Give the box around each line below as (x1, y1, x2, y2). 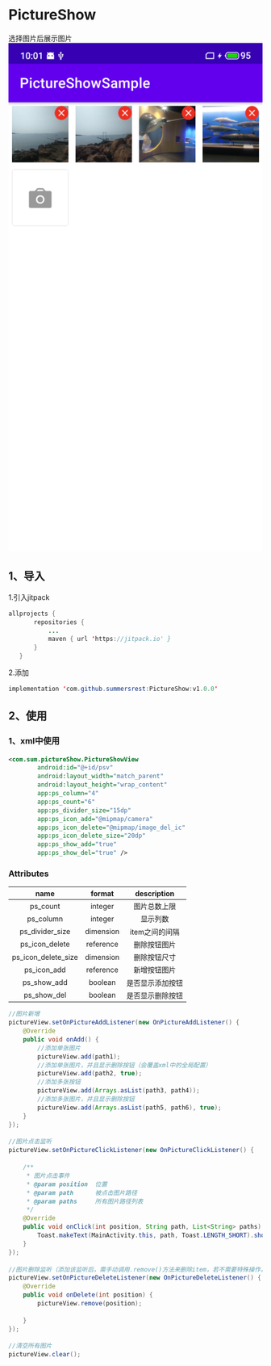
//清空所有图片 (8, 1342, 52, 1350)
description (135, 888, 175, 898)
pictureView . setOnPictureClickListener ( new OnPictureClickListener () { (8, 1146, 254, 1154)
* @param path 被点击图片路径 (26, 1188, 138, 1196)
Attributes (8, 868, 49, 879)
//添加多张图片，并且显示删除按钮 (37, 1096, 135, 1104)
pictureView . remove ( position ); (37, 1300, 143, 1308)
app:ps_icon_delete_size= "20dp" (37, 832, 147, 840)
